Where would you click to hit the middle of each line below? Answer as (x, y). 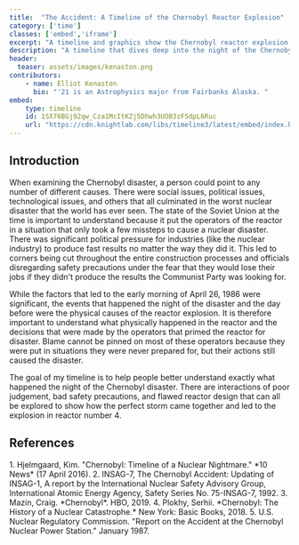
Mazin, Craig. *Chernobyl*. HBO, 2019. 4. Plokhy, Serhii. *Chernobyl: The (144, 502)
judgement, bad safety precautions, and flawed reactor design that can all (145, 396)
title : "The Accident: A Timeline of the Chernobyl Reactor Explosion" (147, 17)
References (42, 443)
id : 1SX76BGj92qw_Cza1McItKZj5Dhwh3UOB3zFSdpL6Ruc (121, 116)
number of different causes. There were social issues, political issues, (137, 191)
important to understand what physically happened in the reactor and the (143, 322)
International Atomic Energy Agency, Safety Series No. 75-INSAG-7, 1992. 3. (149, 493)
